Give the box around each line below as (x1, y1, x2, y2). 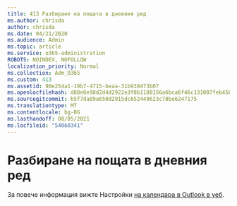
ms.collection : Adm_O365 (7, 69, 80, 76)
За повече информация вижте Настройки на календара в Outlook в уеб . (7, 190, 224, 199)
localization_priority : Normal (7, 63, 99, 70)
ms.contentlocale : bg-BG (7, 109, 80, 116)
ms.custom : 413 (7, 75, 52, 83)
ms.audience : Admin (7, 37, 65, 44)
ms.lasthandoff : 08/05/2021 (7, 115, 90, 122)
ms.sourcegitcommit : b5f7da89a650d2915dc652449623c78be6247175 (7, 96, 197, 103)
